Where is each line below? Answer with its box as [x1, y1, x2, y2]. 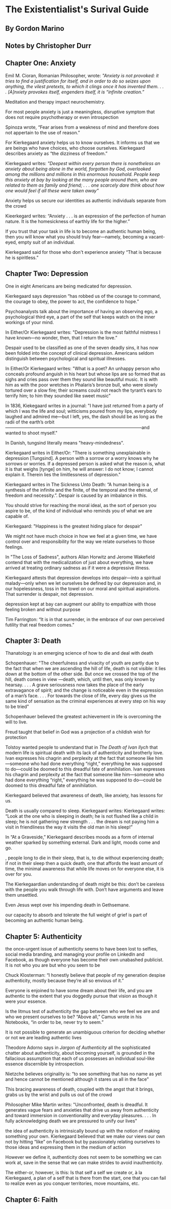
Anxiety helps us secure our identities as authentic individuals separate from [5, 197, 166, 204]
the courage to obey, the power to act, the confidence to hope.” [5, 298, 139, 305]
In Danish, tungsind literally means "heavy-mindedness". [5, 439, 124, 446]
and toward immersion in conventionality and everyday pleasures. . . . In [5, 1113, 157, 1119]
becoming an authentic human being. [5, 917, 84, 923]
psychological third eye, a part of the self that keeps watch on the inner [5, 314, 156, 320]
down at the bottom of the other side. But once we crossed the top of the [5, 671, 159, 677]
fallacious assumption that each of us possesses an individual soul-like [5, 1055, 155, 1062]
